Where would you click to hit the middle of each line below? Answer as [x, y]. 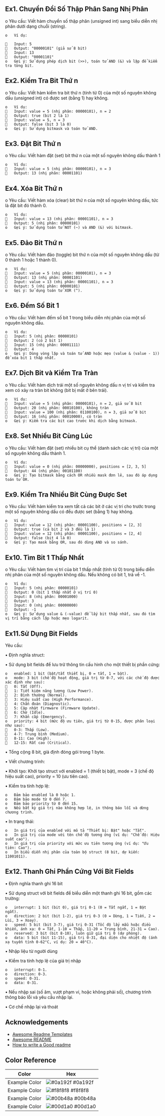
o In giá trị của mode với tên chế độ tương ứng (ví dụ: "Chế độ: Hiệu [82, 835]
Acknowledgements [37, 1022]
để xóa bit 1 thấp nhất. [31, 358]
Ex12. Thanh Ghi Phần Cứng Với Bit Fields [69, 872]
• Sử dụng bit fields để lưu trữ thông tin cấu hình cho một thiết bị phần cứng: [82, 664]
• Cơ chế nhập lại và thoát [32, 1007]
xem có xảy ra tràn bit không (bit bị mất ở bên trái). [57, 390]
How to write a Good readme [42, 1045]
